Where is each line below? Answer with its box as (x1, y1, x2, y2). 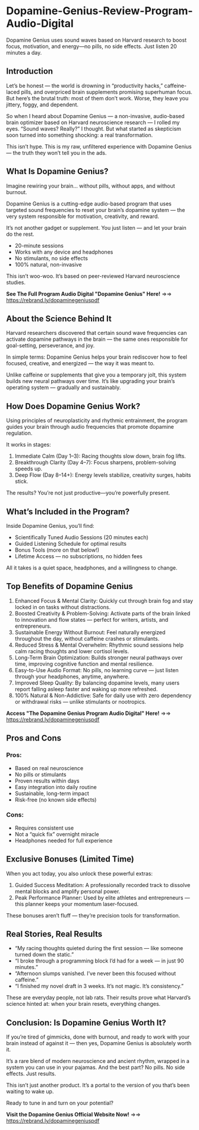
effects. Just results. (6, 1070, 56, 1077)
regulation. (6, 429, 33, 437)
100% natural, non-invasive (14, 261, 82, 268)
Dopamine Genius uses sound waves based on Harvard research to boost (6, 36, 187, 43)
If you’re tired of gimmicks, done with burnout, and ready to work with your (6, 1033, 190, 1040)
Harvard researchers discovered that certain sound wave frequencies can (6, 330, 187, 337)
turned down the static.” (14, 951, 74, 958)
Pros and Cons (6, 733, 61, 743)
